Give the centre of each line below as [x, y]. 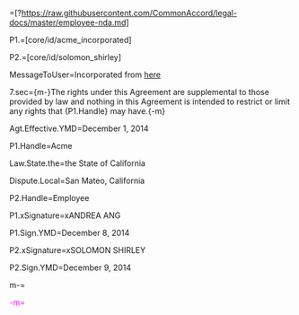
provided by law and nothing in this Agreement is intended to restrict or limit [149, 101]
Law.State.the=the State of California [78, 163]
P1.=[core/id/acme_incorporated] [70, 40]
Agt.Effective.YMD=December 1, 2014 [79, 128]
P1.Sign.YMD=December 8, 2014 [70, 233]
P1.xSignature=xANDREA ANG [65, 215]
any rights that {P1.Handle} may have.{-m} [88, 111]
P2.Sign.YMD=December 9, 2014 [70, 267]
